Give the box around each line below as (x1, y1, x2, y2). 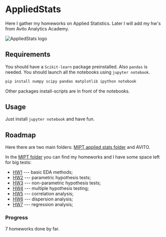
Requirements (5, 50, 50, 59)
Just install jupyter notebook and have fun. (5, 116, 95, 122)
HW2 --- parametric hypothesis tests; (12, 175, 91, 181)
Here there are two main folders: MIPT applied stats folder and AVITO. (5, 144, 150, 150)
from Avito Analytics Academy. (5, 25, 69, 31)
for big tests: (5, 160, 32, 166)
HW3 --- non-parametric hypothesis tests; (12, 180, 101, 186)
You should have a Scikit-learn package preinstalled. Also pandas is (5, 63, 148, 69)
